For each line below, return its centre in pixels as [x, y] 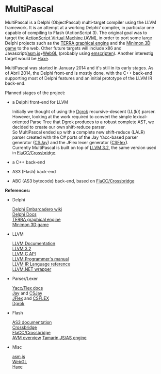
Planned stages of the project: [35, 93]
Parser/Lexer [25, 278]
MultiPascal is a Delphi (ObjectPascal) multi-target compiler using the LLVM [81, 22]
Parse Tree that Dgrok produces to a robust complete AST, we [92, 122]
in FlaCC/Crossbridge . [34, 153]
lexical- [140, 116]
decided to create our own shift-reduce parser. [59, 127]
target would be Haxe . [27, 58]
